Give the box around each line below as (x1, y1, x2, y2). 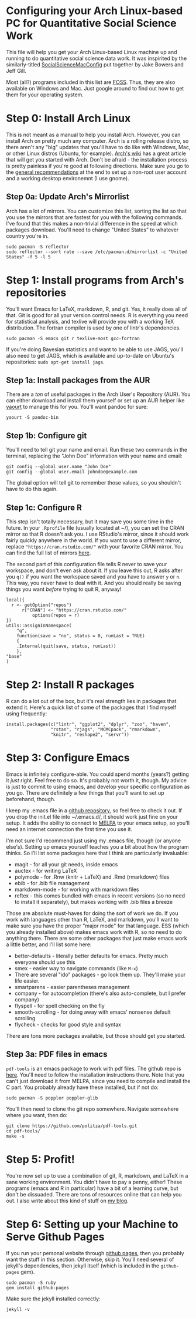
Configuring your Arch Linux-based (6, 4, 183, 18)
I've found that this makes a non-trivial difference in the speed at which (6, 220, 178, 227)
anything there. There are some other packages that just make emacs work (6, 934, 187, 942)
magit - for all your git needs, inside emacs (14, 860, 118, 868)
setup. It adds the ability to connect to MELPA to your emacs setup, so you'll (6, 819, 190, 826)
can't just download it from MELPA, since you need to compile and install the (6, 1077, 191, 1084)
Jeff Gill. (6, 67, 26, 74)
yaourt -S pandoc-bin (6, 415, 59, 421)
